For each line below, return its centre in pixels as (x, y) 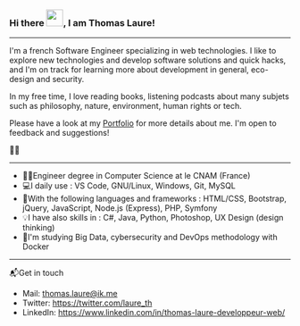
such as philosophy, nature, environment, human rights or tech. (126, 106)
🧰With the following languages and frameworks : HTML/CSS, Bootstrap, (154, 199)
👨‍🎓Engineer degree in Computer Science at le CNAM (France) (136, 176)
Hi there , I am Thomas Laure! (83, 22)
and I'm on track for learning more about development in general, (129, 70)
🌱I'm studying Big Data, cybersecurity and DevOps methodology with (150, 238)
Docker (36, 247)
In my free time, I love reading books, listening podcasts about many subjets (150, 96)
